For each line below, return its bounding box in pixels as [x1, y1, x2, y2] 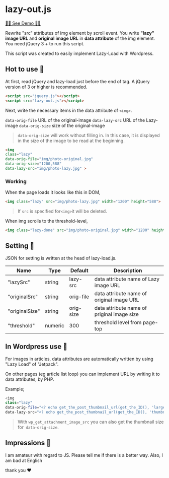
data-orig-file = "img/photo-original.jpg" [5, 157, 94, 162]
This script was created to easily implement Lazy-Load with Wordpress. [5, 50, 154, 56]
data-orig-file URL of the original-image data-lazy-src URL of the [5, 117, 145, 123]
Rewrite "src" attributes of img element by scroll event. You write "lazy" [5, 30, 154, 36]
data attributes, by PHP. [5, 376, 54, 382]
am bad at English [5, 457, 43, 463]
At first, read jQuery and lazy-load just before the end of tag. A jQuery [5, 78, 150, 84]
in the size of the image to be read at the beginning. [17, 138, 125, 144]
